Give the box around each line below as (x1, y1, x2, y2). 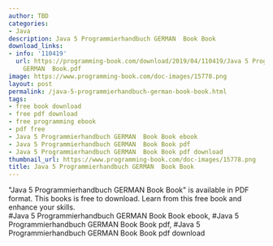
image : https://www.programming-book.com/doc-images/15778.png (8, 72, 227, 80)
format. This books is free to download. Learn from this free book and (8, 194, 242, 204)
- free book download (8, 102, 82, 110)
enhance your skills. (8, 202, 76, 212)
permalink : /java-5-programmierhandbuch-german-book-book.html (8, 87, 227, 96)
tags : (8, 95, 27, 103)
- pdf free (8, 125, 45, 133)
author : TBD (8, 11, 49, 20)
